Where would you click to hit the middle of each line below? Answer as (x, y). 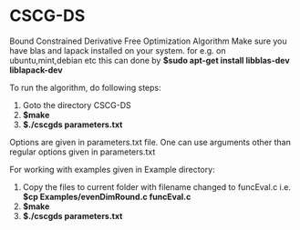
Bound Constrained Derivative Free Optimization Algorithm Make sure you (148, 41)
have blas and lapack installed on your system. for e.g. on (118, 50)
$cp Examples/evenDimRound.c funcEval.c (107, 196)
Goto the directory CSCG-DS (77, 105)
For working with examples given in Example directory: (113, 169)
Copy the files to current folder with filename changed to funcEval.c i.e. (157, 186)
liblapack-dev (36, 70)
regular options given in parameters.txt (83, 152)
